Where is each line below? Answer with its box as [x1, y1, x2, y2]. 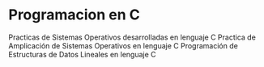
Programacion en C [8, 6, 140, 24]
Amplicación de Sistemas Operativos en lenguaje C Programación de [8, 40, 239, 50]
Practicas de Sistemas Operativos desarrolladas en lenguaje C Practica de [8, 32, 257, 42]
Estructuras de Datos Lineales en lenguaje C [8, 49, 156, 59]
